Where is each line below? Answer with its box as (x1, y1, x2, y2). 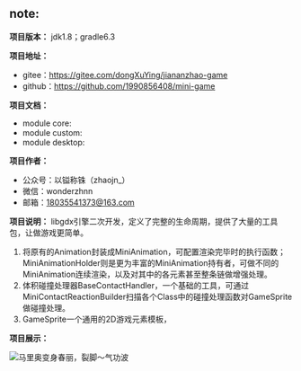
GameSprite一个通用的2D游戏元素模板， (22, 314, 173, 324)
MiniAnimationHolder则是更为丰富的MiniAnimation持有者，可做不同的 (22, 257, 279, 268)
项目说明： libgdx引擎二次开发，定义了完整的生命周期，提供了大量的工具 (9, 216, 279, 226)
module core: (22, 118, 72, 128)
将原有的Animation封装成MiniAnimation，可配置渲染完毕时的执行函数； (22, 246, 286, 257)
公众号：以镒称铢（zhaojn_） (22, 174, 130, 185)
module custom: (22, 127, 83, 137)
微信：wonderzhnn (22, 185, 93, 196)
